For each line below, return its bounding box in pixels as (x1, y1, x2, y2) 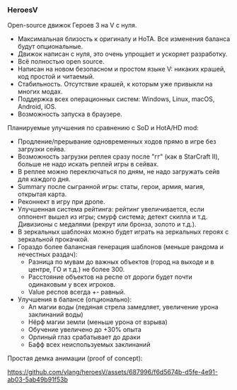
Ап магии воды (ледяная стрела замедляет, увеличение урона (28, 303, 219, 311)
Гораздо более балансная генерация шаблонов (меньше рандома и (17, 243, 224, 251)
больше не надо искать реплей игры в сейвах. (17, 160, 159, 168)
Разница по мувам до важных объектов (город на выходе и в (28, 258, 214, 266)
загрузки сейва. (17, 145, 66, 154)
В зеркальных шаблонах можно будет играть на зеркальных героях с (17, 228, 229, 236)
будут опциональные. (17, 42, 83, 51)
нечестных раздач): (17, 250, 78, 259)
